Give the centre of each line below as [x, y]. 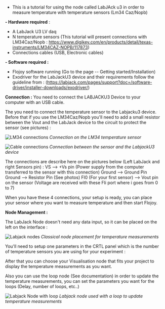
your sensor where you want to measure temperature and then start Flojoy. [82, 203]
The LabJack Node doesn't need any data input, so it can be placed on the [81, 222]
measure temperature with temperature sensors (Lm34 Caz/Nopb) [80, 12]
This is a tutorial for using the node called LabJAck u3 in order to [78, 7]
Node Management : [26, 212]
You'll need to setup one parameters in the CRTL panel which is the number [82, 246]
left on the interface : [26, 227]
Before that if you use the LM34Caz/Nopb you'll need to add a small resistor [82, 117]
